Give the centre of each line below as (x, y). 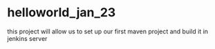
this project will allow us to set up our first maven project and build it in (108, 31)
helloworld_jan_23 (62, 13)
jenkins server (27, 38)
